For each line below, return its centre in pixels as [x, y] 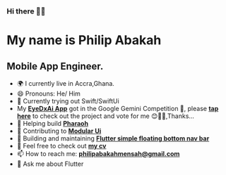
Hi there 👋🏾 [26, 11]
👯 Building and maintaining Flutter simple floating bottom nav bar [113, 138]
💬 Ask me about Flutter [50, 164]
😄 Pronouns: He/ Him [48, 93]
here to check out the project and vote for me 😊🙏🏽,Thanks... [106, 116]
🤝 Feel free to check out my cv [61, 145]
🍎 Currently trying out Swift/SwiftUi [68, 101]
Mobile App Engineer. [55, 66]
